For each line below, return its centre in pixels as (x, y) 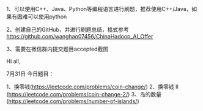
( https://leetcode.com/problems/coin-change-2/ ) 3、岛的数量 (84, 94)
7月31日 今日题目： (30, 74)
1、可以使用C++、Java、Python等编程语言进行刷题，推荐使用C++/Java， (99, 9)
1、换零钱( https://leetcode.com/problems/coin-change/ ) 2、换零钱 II (92, 87)
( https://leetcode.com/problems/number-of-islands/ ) (73, 101)
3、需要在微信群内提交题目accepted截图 (57, 49)
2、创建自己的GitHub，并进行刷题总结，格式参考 (68, 30)
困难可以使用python (42, 16)
